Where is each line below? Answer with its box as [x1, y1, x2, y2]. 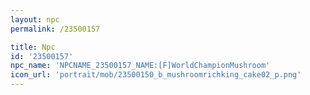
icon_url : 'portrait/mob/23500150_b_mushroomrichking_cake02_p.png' [10, 70, 302, 80]
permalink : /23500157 [10, 24, 101, 34]
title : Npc [10, 42, 56, 52]
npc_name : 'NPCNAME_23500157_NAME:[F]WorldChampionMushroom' [10, 61, 271, 71]
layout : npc [10, 14, 60, 25]
